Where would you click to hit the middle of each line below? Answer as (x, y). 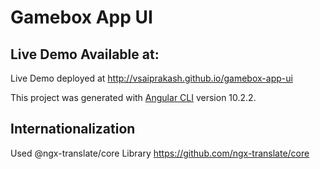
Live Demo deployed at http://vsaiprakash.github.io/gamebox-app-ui (151, 78)
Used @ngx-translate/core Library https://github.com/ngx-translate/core (160, 153)
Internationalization (73, 129)
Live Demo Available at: (85, 54)
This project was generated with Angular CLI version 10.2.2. (133, 97)
